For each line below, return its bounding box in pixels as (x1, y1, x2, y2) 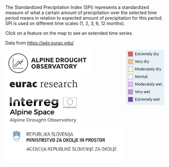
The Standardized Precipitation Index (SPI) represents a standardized (5, 5, 149, 10)
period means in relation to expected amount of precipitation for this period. (5, 15, 163, 21)
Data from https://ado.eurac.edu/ (5, 40, 74, 46)
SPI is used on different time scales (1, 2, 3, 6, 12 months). (5, 20, 125, 26)
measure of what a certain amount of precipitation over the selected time (5, 10, 157, 16)
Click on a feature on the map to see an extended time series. (5, 30, 133, 36)
